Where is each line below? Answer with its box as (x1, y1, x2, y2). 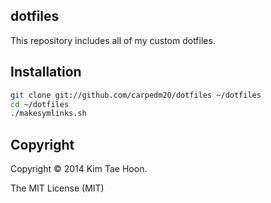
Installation (10, 64, 82, 81)
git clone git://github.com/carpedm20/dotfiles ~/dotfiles (10, 90, 262, 100)
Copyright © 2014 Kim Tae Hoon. (10, 163, 148, 175)
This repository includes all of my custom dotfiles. (10, 34, 216, 46)
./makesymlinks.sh (10, 109, 87, 119)
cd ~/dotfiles (10, 99, 70, 109)
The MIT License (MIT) (10, 182, 105, 194)
